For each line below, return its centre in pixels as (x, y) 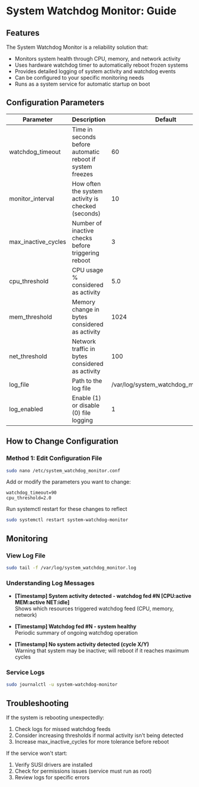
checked (84, 206)
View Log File (26, 556)
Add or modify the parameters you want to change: (69, 482)
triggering (86, 253)
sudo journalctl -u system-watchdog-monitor (62, 685)
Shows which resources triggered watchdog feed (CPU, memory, (94, 609)
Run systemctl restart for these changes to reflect (67, 509)
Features (23, 33)
